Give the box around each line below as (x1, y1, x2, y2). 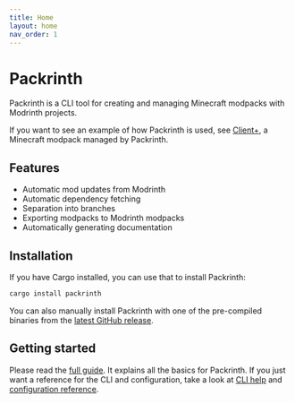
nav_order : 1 (9, 30, 58, 39)
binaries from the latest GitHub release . (9, 314, 154, 325)
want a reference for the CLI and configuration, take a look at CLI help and (9, 373, 283, 385)
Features (9, 160, 60, 176)
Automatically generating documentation (21, 222, 173, 233)
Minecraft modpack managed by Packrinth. (9, 134, 169, 145)
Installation (9, 248, 73, 263)
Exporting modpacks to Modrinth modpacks (21, 212, 185, 224)
